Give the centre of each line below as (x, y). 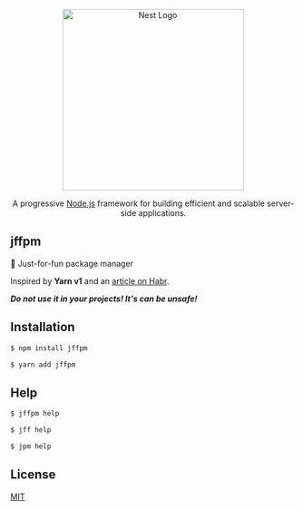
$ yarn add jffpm (43, 364)
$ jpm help (31, 446)
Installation (43, 327)
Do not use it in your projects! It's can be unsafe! (104, 299)
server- (281, 203)
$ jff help (31, 430)
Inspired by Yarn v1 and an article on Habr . (90, 280)
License (33, 475)
